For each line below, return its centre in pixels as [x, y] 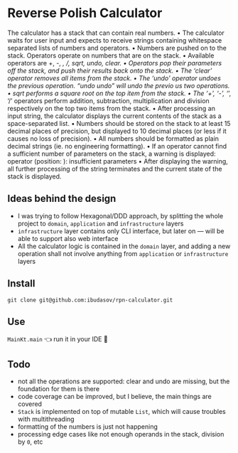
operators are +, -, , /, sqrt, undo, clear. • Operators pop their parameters [115, 63]
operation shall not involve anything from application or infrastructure [123, 253]
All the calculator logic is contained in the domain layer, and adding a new [124, 246]
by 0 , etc [30, 442]
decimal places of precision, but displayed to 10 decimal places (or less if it [117, 131]
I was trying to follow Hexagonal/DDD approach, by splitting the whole [120, 215]
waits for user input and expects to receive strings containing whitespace [115, 40]
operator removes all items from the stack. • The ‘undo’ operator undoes [114, 78]
